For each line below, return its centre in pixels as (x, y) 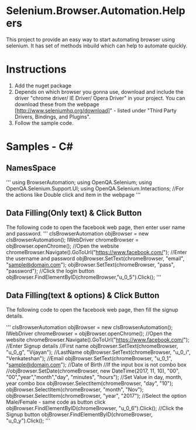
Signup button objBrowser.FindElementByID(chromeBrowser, (80, 414)
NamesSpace (31, 168)
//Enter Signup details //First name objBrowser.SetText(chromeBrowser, (92, 346)
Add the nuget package (43, 86)
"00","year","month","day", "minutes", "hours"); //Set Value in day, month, (94, 377)
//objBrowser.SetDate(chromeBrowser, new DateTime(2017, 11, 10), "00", (93, 371)
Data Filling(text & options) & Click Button (83, 296)
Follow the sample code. (44, 123)
